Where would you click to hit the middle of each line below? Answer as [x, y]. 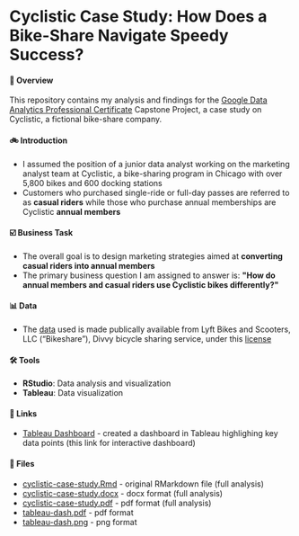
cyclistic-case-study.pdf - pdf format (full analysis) [117, 503]
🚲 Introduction [39, 140]
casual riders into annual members [88, 265]
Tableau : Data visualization [73, 393]
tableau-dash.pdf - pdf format [78, 512]
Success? [47, 55]
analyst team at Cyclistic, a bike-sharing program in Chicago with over [152, 174]
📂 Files [22, 464]
